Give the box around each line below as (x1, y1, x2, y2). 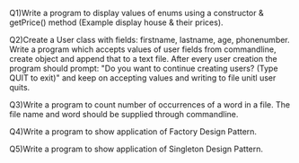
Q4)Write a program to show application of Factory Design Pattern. (9, 126, 258, 137)
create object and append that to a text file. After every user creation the (9, 54, 277, 64)
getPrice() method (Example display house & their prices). (9, 17, 224, 28)
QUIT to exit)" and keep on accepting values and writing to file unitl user (9, 73, 277, 83)
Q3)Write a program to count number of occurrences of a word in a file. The (9, 99, 290, 110)
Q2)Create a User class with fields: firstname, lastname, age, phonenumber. (9, 35, 290, 45)
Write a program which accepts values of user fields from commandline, (9, 44, 277, 55)
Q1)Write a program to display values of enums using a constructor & (9, 8, 264, 18)
